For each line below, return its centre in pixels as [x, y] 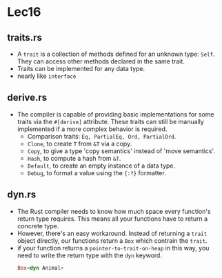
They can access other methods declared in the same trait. [101, 61]
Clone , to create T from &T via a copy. [80, 143]
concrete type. [38, 226]
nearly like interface [47, 76]
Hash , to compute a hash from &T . [74, 158]
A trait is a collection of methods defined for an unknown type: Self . [116, 54]
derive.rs [27, 98]
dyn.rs [22, 195]
